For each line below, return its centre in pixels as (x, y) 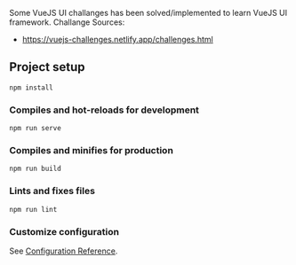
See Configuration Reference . (64, 251)
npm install (31, 88)
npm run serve (36, 129)
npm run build (36, 169)
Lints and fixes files (52, 191)
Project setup (48, 67)
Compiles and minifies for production (91, 151)
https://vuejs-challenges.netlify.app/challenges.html (117, 39)
